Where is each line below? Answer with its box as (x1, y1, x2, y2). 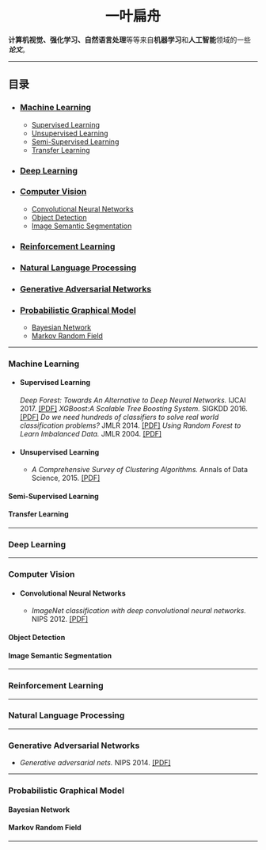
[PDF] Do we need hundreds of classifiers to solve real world (19, 413, 219, 422)
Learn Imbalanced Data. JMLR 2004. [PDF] (19, 429, 162, 439)
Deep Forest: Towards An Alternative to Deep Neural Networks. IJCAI (19, 395, 247, 405)
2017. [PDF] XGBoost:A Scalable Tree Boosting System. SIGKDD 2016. (19, 404, 248, 414)
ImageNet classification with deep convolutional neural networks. (31, 606, 247, 616)
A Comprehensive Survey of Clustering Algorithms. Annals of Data (31, 465, 248, 475)
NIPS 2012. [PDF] (31, 615, 89, 624)
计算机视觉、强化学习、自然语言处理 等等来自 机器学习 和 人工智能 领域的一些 (8, 35, 251, 44)
